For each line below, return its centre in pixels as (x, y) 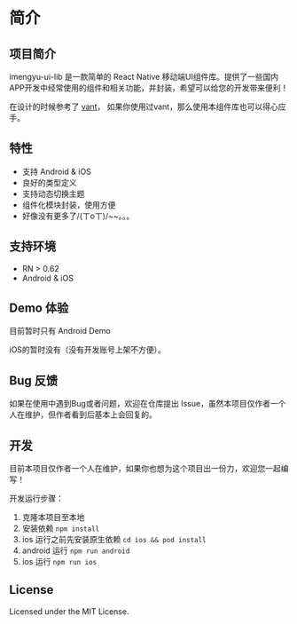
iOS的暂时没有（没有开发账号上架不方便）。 (88, 350)
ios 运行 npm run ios (59, 562)
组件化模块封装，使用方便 (69, 204)
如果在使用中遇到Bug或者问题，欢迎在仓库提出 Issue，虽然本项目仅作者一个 (148, 404)
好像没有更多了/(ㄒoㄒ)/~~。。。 (78, 216)
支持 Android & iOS (56, 171)
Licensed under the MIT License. (69, 611)
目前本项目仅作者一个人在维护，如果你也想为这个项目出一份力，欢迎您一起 (145, 469)
